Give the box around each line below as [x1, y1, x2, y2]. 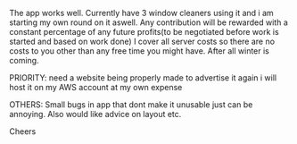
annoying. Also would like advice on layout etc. [9, 109, 182, 119]
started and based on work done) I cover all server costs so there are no [9, 36, 275, 47]
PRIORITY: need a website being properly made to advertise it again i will [9, 72, 277, 83]
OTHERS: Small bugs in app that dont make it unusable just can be [9, 99, 253, 110]
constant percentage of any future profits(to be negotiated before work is [9, 27, 279, 37]
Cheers [9, 126, 37, 137]
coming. [9, 55, 39, 65]
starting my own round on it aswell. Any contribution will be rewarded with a [9, 17, 288, 28]
